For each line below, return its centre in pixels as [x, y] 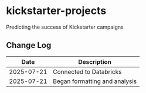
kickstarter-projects [56, 11]
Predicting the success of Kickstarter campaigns [65, 27]
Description [95, 61]
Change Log [29, 45]
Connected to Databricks [87, 71]
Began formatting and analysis [94, 81]
